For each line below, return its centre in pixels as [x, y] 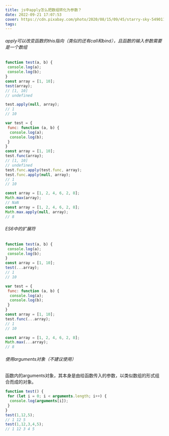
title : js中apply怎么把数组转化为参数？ [44, 10]
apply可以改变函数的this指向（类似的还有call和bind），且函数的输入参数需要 [83, 40]
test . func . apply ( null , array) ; [38, 175]
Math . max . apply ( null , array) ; [37, 212]
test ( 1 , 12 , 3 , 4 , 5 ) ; [24, 424]
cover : [12, 19]
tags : [11, 24]
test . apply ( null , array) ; [32, 105]
